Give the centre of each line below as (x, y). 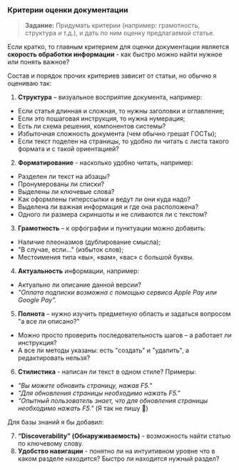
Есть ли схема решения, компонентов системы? (92, 126)
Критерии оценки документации (68, 10)
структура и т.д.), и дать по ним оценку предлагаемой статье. (120, 33)
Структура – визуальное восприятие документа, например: (110, 97)
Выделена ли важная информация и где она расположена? (108, 207)
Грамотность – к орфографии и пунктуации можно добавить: (112, 228)
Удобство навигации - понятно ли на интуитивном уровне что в (116, 451)
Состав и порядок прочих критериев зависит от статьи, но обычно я (112, 76)
